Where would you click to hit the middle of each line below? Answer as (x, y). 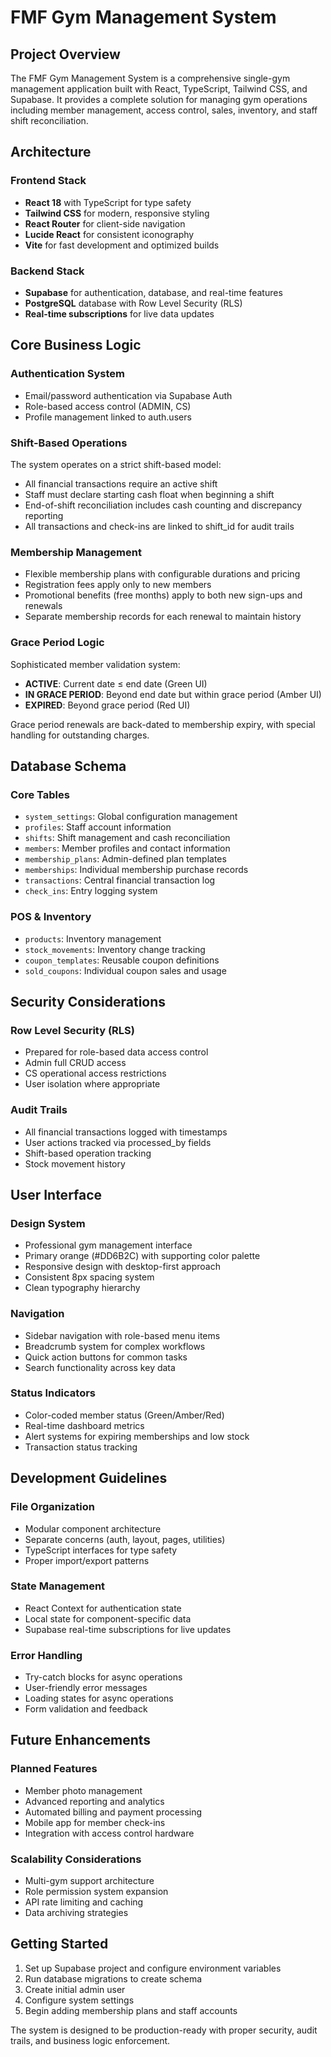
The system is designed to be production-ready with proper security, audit (164, 2030)
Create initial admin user (75, 1989)
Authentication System (67, 374)
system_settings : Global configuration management (131, 817)
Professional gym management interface (108, 1245)
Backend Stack (47, 271)
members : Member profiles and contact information (127, 848)
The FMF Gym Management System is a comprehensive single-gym (150, 78)
